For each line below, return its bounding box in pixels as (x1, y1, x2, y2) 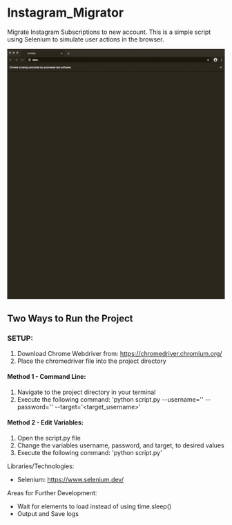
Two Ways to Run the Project (7, 313, 133, 325)
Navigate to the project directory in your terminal (17, 388, 156, 396)
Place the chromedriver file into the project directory (17, 357, 167, 365)
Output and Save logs (17, 509, 79, 517)
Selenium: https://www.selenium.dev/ (17, 475, 124, 483)
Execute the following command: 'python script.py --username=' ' (17, 395, 204, 403)
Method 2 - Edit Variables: (7, 418, 84, 427)
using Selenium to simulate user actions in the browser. (7, 35, 164, 43)
